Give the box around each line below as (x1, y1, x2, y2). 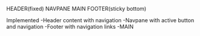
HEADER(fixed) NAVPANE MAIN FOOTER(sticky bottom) (6, 5, 147, 12)
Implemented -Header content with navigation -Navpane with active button (6, 17, 195, 23)
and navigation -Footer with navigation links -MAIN (6, 23, 134, 30)
